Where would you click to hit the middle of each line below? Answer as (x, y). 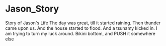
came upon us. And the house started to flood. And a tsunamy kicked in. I (81, 28)
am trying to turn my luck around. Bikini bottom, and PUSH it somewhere (80, 33)
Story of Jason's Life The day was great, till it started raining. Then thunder (83, 23)
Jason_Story (32, 9)
